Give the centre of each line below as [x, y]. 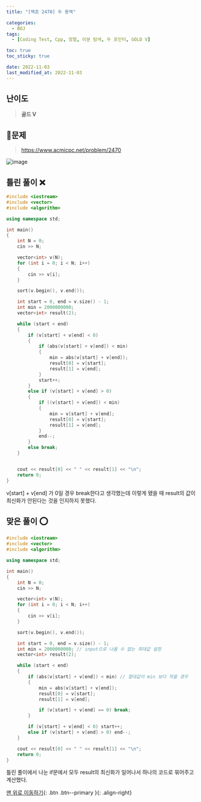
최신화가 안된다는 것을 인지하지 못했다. [51, 500]
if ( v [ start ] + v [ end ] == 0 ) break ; [85, 710]
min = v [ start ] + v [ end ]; [82, 414]
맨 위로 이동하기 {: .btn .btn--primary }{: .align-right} [69, 793]
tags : [13, 34]
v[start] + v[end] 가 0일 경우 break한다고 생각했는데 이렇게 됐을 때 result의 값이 [101, 493]
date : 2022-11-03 [28, 67]
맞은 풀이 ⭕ [27, 521]
